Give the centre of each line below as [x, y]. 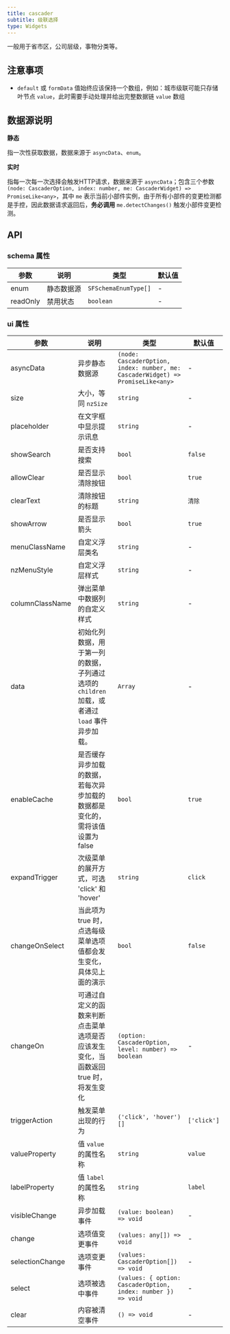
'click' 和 [92, 889]
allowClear [28, 477]
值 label [91, 1177]
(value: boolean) [146, 1212]
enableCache [32, 799]
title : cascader [30, 13]
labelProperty [33, 1187]
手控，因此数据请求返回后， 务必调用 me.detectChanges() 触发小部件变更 [114, 205]
